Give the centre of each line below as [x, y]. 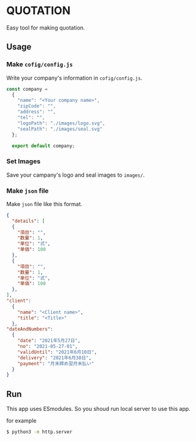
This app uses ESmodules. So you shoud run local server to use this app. [99, 409]
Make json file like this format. [44, 204]
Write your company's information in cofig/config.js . [74, 78]
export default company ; [43, 146]
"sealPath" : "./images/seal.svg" [60, 129]
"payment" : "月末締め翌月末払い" [56, 363]
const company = [27, 89]
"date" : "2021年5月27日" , [49, 341]
